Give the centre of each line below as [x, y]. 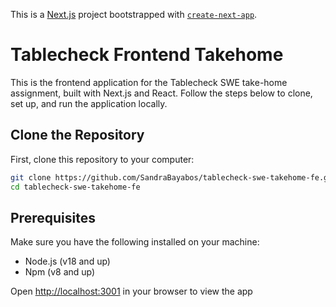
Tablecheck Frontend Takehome [147, 55]
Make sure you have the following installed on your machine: [135, 242]
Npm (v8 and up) [60, 272]
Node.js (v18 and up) [67, 261]
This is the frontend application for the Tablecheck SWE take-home [149, 82]
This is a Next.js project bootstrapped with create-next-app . [134, 14]
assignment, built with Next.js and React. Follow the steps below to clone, [161, 93]
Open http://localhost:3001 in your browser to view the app [131, 291]
